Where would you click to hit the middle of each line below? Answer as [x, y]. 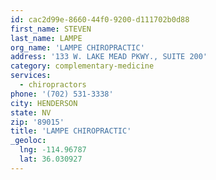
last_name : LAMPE [46, 38]
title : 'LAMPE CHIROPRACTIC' [71, 131]
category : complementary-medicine [82, 66]
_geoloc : [28, 141]
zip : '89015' [37, 122]
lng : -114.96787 [53, 150]
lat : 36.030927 [51, 159]
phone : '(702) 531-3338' [62, 94]
